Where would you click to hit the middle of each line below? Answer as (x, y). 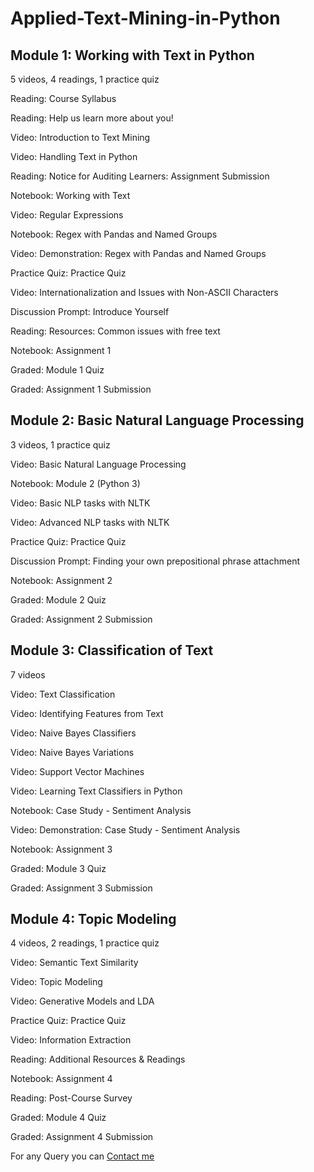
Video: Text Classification (63, 694)
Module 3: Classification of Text (112, 650)
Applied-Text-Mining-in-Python (145, 18)
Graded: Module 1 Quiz (57, 370)
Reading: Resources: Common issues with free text (115, 331)
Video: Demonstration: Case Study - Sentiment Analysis (125, 829)
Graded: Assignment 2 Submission (81, 619)
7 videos (28, 674)
